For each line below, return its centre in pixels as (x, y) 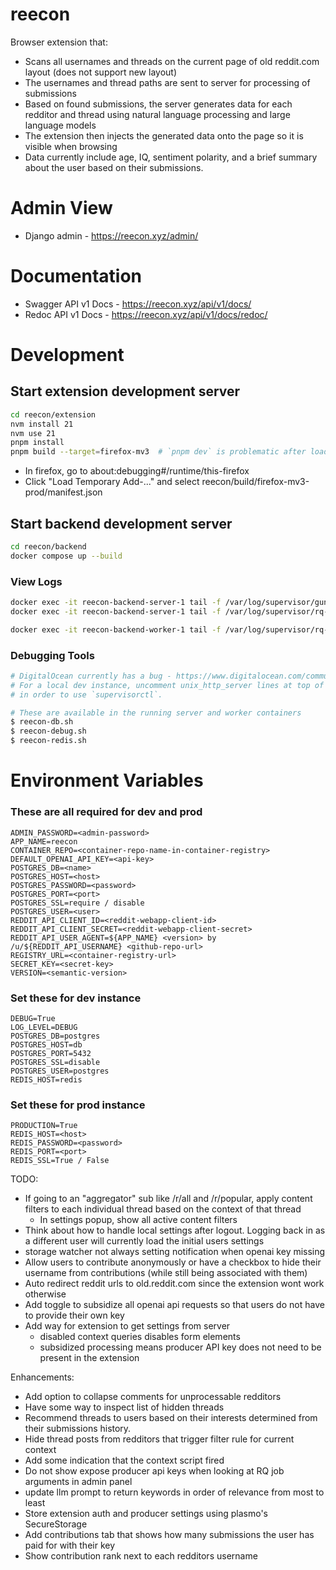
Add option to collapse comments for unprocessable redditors (153, 1397)
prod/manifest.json (63, 492)
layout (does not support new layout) (101, 72)
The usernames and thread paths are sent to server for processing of (167, 82)
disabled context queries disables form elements (140, 1337)
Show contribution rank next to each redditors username (141, 1556)
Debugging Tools (52, 655)
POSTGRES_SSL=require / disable (77, 903)
